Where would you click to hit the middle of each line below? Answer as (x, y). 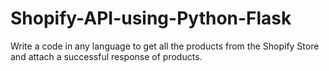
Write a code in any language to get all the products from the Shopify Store (165, 46)
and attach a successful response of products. (106, 56)
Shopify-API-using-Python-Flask (151, 18)
